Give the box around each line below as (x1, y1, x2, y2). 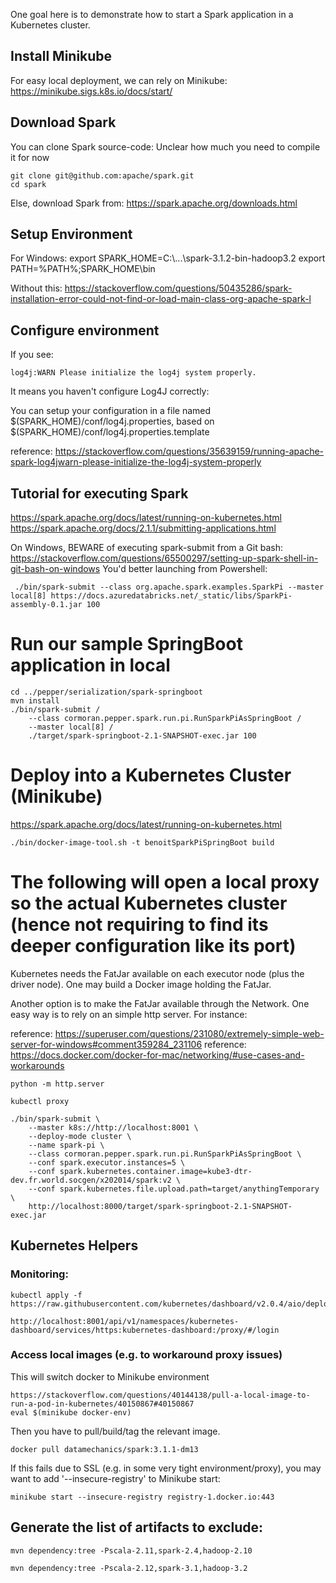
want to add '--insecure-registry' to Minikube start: (10, 1472, 221, 1484)
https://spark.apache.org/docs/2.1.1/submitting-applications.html (10, 522, 277, 534)
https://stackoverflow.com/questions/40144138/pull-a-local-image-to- (10, 1390, 311, 1400)
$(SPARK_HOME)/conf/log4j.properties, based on (10, 415, 215, 428)
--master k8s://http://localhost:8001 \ (28, 1122, 199, 1133)
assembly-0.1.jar (10, 600, 83, 610)
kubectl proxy (10, 1096, 70, 1106)
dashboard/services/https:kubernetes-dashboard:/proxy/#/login (10, 1325, 280, 1335)
